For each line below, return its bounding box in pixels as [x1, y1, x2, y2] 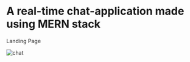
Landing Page [6, 37, 41, 44]
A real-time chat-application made [6, 4, 185, 18]
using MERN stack [6, 17, 100, 31]
